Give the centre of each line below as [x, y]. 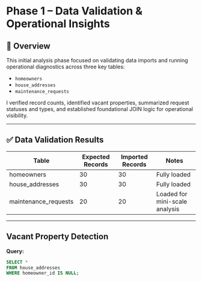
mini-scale [172, 201]
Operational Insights [58, 24]
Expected [96, 157]
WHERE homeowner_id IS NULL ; [43, 273]
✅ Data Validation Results [55, 140]
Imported [135, 157]
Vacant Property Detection [57, 237]
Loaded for [172, 194]
